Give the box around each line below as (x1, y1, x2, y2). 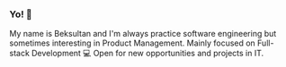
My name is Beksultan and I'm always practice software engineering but (9, 29, 277, 39)
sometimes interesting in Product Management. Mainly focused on (9, 38, 256, 48)
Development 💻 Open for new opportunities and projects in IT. (31, 48, 264, 59)
